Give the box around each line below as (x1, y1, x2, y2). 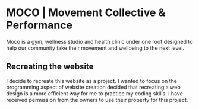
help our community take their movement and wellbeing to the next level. (6, 44, 185, 52)
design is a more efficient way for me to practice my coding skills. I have (6, 89, 183, 97)
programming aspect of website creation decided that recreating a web (6, 84, 181, 91)
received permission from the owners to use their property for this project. (6, 96, 188, 103)
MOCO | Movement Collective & (6, 6, 166, 20)
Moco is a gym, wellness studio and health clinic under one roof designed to (6, 38, 193, 45)
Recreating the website (6, 62, 94, 72)
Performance (6, 18, 73, 32)
